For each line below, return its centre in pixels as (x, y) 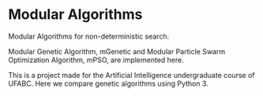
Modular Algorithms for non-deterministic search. (89, 36)
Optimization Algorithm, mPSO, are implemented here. (96, 60)
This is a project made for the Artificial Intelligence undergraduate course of (131, 75)
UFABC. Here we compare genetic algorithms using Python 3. (109, 83)
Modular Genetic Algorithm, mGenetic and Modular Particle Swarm (117, 51)
